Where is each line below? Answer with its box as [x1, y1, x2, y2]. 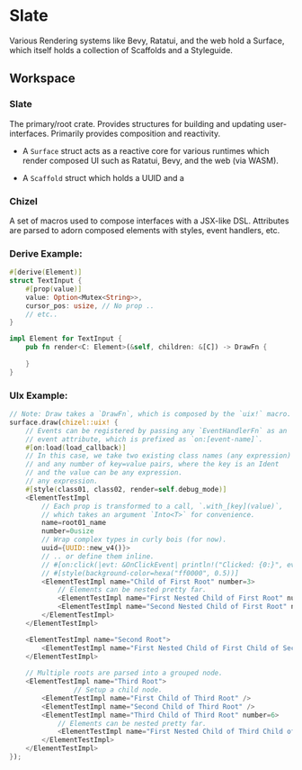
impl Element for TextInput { [9, 334, 123, 343]
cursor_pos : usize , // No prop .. [25, 301, 155, 311]
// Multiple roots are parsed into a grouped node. [25, 668, 223, 678]
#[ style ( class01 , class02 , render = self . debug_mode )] [25, 485, 227, 494]
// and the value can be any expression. [25, 468, 182, 477]
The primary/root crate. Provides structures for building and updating [9, 118, 265, 129]
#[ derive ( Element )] [9, 267, 83, 277]
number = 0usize [41, 527, 94, 536]
